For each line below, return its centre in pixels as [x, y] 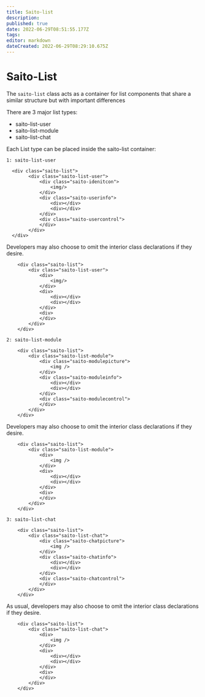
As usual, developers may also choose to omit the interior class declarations [102, 606]
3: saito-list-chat [31, 520]
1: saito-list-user [31, 160]
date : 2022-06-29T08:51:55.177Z [48, 29]
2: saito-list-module [34, 340]
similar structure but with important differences [66, 100]
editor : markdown [29, 41]
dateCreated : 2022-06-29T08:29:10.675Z [57, 47]
